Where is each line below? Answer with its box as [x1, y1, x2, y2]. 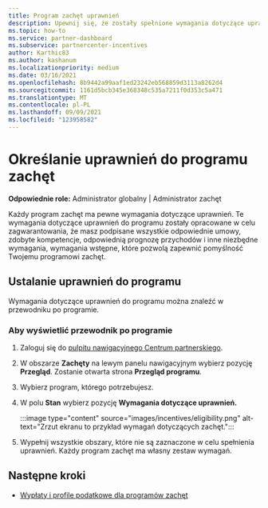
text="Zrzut [19, 422, 58, 431]
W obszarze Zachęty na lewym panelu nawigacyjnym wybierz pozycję [19, 358, 253, 368]
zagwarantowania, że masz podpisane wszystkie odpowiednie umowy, [8, 226, 242, 236]
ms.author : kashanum [8, 57, 77, 65]
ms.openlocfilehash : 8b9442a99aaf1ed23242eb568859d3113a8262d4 [8, 78, 223, 86]
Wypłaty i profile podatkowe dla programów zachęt [19, 490, 189, 500]
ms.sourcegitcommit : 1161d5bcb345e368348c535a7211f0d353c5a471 [8, 86, 223, 94]
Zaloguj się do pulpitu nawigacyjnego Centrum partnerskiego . [19, 342, 223, 352]
